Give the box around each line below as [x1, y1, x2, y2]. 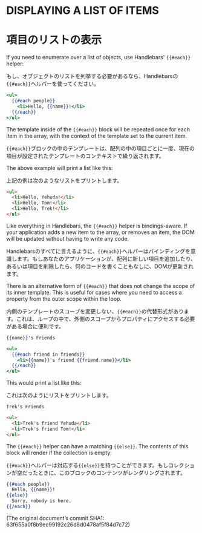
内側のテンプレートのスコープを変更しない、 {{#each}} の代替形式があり [6, 307, 184, 315]
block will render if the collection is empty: [6, 449, 112, 456]
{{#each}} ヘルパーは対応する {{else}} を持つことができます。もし [6, 461, 169, 469]
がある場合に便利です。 [6, 322, 65, 330]
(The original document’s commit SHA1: [6, 514, 105, 522]
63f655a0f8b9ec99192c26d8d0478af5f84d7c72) [6, 521, 130, 528]
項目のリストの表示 [6, 33, 102, 47]
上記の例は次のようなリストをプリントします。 [6, 177, 123, 184]
